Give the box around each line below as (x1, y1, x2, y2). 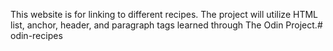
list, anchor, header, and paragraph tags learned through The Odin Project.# (10, 19, 323, 31)
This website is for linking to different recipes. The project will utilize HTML (10, 9, 319, 20)
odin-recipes (10, 30, 63, 41)
